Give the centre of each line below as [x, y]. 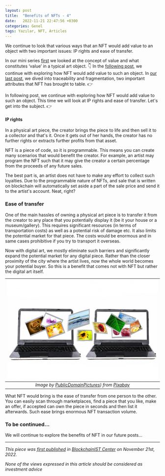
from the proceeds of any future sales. [44, 166]
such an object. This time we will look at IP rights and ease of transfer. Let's [82, 101]
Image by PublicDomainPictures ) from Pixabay [82, 385]
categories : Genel [24, 26]
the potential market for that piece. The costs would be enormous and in [78, 236]
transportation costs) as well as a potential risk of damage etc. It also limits [81, 230]
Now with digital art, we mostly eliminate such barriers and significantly [77, 250]
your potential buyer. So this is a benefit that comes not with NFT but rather [81, 266]
